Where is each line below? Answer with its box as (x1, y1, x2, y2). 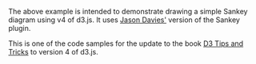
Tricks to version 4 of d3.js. (8, 47, 98, 56)
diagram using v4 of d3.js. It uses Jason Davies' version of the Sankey (8, 15, 240, 24)
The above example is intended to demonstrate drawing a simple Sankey (8, 7, 248, 16)
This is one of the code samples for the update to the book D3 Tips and (8, 39, 244, 48)
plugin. (8, 24, 31, 32)
